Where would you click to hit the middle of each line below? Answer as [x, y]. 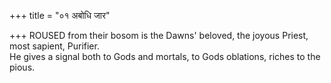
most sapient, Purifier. [54, 46]
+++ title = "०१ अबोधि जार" [60, 15]
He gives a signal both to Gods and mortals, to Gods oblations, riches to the [165, 56]
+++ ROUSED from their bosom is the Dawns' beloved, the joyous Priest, [159, 35]
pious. [22, 67]
